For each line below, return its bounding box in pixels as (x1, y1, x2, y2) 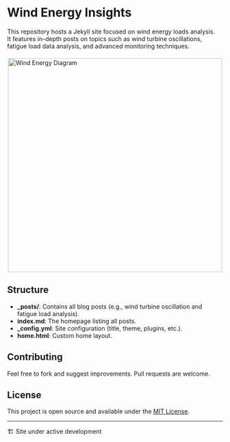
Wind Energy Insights (7, 5, 132, 21)
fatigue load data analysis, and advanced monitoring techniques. (7, 42, 190, 50)
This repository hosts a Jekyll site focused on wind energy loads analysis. (7, 27, 216, 36)
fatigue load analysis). (16, 309, 80, 317)
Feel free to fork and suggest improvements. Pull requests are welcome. (7, 369, 211, 378)
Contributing (7, 351, 63, 363)
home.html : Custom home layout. (16, 331, 113, 339)
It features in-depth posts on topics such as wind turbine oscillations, (7, 34, 203, 42)
